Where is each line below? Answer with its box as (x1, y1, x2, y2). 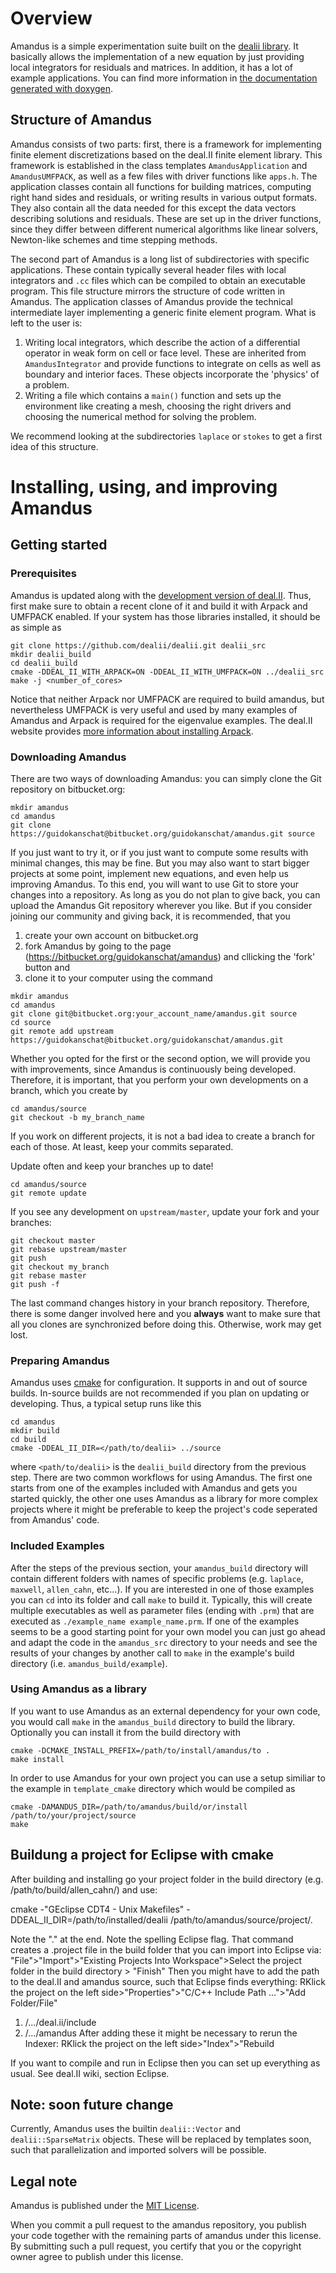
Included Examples (10, 1539, 105, 1553)
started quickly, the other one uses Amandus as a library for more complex (10, 1493, 318, 1505)
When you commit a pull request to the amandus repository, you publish (10, 2219, 307, 2231)
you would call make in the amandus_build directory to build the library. (10, 1715, 296, 1727)
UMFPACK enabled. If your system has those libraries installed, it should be (10, 610, 321, 622)
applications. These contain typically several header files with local (10, 263, 287, 276)
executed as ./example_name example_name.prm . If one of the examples (10, 1615, 300, 1627)
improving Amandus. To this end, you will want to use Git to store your (10, 878, 299, 890)
